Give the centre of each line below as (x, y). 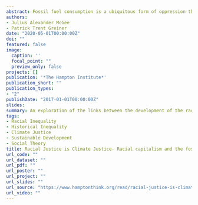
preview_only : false (37, 66)
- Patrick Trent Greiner (37, 28)
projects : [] (22, 72)
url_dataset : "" (26, 160)
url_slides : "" (25, 182)
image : (14, 50)
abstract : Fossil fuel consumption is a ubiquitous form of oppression (96, 12)
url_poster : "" (25, 171)
